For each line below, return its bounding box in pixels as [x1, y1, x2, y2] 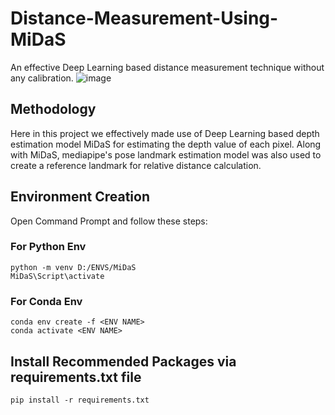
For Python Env [10, 240, 87, 254]
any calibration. [10, 72, 74, 84]
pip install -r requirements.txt [10, 395, 150, 405]
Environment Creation [10, 188, 150, 206]
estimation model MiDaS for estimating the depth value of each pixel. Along [10, 138, 322, 150]
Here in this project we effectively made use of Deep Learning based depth [10, 127, 320, 139]
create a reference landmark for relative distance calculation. [10, 159, 262, 171]
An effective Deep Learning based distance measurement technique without [10, 61, 325, 73]
